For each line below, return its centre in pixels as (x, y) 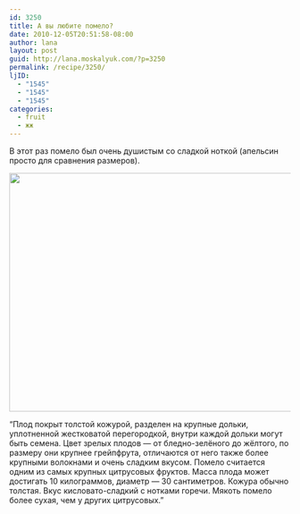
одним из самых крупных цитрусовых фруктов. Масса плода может (139, 472)
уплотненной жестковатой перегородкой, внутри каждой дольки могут (146, 434)
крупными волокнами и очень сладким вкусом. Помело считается (137, 462)
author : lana (33, 42)
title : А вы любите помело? (62, 26)
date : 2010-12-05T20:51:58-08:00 (71, 34)
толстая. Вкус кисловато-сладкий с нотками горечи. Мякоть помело (141, 491)
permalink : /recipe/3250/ (57, 68)
